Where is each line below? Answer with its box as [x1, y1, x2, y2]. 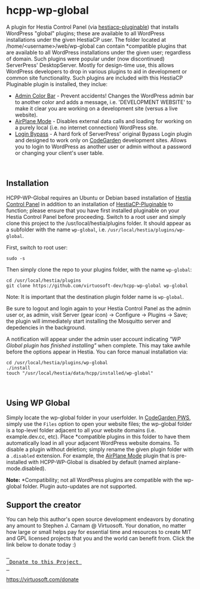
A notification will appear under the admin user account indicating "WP [6, 335, 181, 343]
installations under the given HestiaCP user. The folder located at [6, 36, 166, 43]
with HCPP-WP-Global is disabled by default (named [28, 458, 157, 465]
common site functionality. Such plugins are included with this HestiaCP [6, 74, 183, 81]
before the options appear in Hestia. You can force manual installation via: [6, 348, 188, 355]
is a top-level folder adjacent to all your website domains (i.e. [6, 426, 156, 434]
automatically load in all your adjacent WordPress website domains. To [6, 439, 180, 446]
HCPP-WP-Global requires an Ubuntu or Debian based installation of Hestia [6, 194, 192, 201]
